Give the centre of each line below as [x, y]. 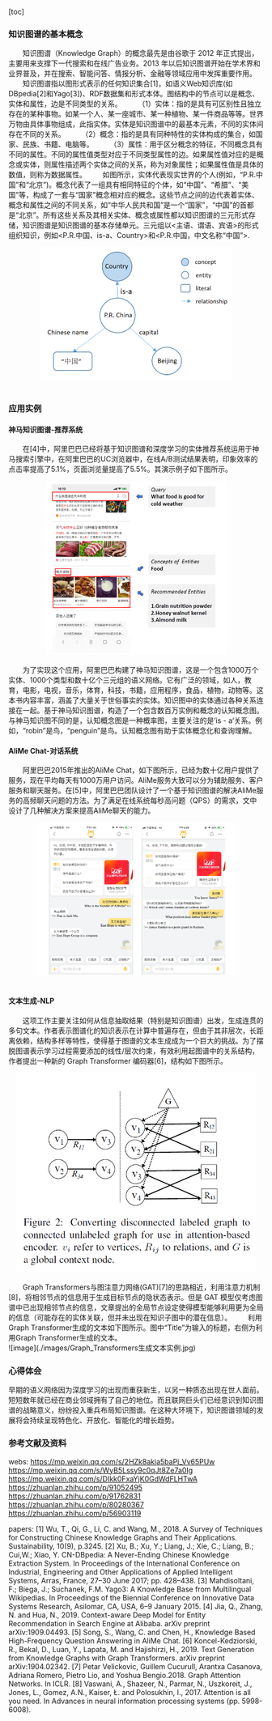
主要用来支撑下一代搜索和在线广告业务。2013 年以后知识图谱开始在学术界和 [134, 63]
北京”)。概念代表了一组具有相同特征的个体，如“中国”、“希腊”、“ [135, 185]
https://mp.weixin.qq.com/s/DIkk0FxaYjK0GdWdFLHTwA [103, 1479]
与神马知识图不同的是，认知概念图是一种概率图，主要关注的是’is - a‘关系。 [132, 720]
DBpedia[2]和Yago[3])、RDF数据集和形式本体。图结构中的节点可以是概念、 [134, 94]
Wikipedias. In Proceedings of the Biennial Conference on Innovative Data [132, 1597]
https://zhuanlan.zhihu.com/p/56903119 [75, 1513]
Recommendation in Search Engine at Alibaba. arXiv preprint [109, 1623]
